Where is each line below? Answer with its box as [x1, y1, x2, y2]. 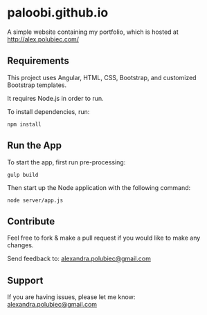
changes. [7, 241, 34, 249]
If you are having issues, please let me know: [7, 293, 136, 301]
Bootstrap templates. [7, 81, 67, 89]
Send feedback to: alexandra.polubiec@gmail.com [7, 254, 151, 263]
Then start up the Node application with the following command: [7, 183, 191, 191]
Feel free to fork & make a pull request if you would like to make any [7, 233, 201, 242]
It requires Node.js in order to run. [7, 94, 104, 102]
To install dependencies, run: [7, 107, 90, 115]
